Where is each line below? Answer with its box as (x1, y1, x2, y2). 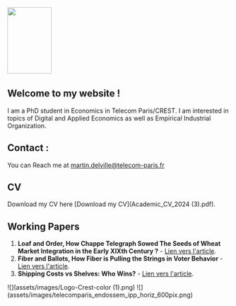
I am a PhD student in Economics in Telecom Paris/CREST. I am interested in (7, 106, 230, 115)
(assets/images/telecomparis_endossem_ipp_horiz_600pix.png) (7, 290, 193, 300)
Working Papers (7, 220, 80, 232)
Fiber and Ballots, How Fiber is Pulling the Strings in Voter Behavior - (17, 254, 223, 263)
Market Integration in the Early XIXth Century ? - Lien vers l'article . (17, 247, 217, 256)
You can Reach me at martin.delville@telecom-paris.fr (7, 161, 165, 169)
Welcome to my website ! (7, 88, 121, 100)
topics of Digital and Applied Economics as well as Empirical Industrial (7, 113, 211, 123)
